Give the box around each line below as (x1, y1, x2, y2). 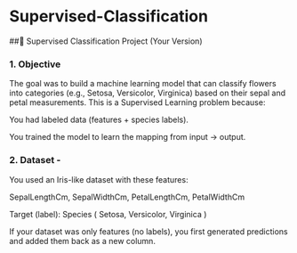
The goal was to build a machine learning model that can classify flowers (9, 78, 277, 89)
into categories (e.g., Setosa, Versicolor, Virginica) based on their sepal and (9, 87, 286, 99)
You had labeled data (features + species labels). (9, 114, 189, 126)
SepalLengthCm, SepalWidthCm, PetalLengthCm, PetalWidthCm (9, 192, 245, 202)
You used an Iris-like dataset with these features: (9, 174, 189, 184)
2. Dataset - (9, 154, 61, 167)
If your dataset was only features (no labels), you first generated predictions (9, 225, 288, 237)
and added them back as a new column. (9, 235, 156, 246)
